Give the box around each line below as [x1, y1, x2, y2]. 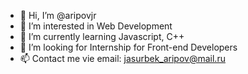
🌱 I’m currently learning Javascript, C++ [19, 31, 185, 42]
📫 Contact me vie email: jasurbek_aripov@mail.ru [19, 53, 226, 64]
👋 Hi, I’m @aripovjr [19, 10, 97, 21]
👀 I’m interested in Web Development [19, 20, 173, 32]
